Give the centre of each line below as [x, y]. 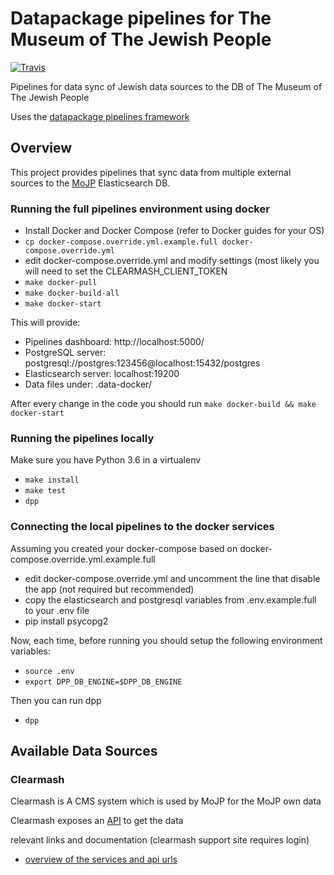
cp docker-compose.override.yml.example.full [121, 242]
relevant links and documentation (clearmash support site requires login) [160, 840]
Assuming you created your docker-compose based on [124, 548]
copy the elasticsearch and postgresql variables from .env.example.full [170, 599]
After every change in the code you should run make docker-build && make [163, 404]
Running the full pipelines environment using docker [140, 209]
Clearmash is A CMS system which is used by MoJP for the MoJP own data [166, 801]
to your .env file [57, 610]
